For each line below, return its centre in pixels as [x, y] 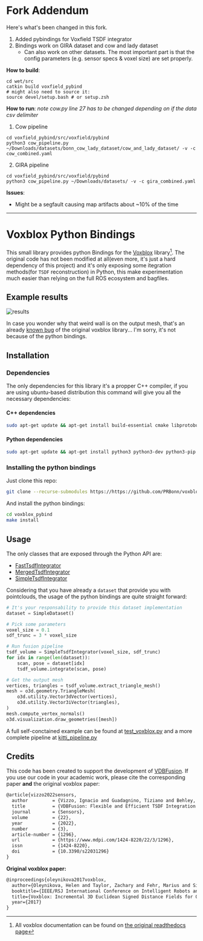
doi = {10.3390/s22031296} [61, 852]
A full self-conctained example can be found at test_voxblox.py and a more [99, 731]
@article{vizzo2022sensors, [42, 795]
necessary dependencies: [39, 399]
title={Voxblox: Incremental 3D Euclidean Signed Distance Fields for [102, 897]
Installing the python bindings [51, 467]
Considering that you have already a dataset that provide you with [89, 590]
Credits [21, 756]
